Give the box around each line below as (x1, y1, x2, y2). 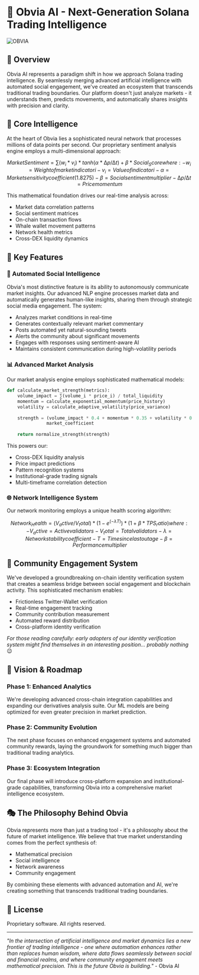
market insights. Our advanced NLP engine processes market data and (6, 290, 179, 297)
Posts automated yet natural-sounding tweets (15, 326, 126, 333)
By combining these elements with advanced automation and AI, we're (6, 881, 178, 888)
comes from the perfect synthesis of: (6, 839, 97, 846)
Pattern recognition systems (15, 466, 84, 473)
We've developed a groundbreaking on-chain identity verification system (6, 574, 184, 581)
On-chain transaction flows (15, 216, 82, 223)
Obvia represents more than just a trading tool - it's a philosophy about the (6, 826, 188, 834)
